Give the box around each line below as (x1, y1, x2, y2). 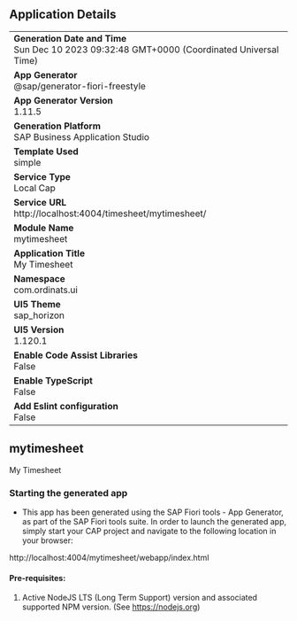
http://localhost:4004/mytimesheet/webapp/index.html (9, 552, 209, 563)
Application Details (9, 7, 117, 22)
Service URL (13, 196, 67, 208)
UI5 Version (13, 323, 65, 336)
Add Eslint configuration (13, 400, 119, 412)
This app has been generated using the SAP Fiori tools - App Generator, (21, 507, 285, 517)
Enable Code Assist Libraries (13, 349, 139, 361)
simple (13, 156, 42, 168)
